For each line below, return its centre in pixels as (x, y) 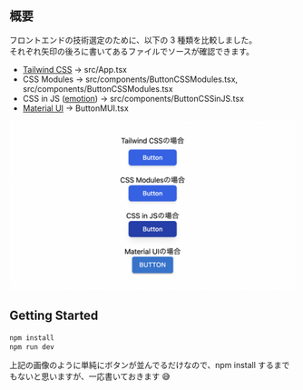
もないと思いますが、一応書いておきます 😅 (90, 376)
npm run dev (32, 347)
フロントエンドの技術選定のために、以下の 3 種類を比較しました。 (133, 40)
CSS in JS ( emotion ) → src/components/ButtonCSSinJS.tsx (133, 98)
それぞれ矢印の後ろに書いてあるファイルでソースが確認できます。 (132, 51)
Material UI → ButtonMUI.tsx (75, 108)
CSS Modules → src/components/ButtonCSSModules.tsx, (130, 79)
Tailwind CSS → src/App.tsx (74, 69)
